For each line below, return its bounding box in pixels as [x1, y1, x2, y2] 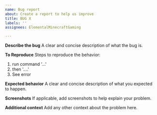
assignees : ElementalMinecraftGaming [5, 25, 81, 30]
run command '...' [12, 61, 47, 67]
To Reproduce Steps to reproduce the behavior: [5, 52, 100, 58]
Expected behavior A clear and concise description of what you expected [5, 81, 153, 87]
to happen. [5, 86, 27, 92]
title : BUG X [5, 16, 31, 21]
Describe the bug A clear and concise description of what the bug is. [5, 43, 143, 48]
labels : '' [5, 20, 27, 26]
